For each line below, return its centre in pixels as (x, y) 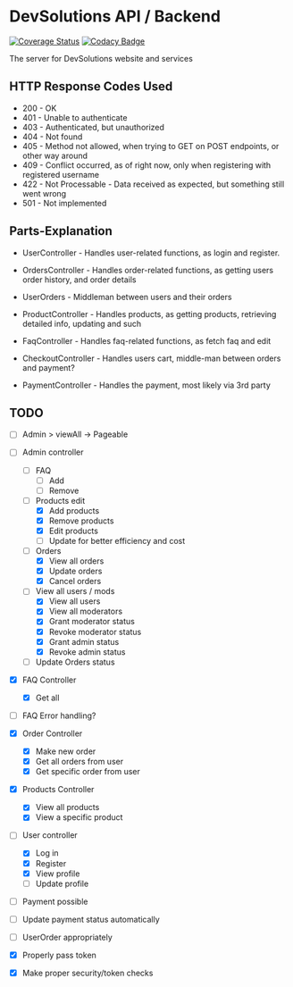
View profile (58, 874)
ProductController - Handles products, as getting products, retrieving (149, 314)
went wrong (44, 193)
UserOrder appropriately (67, 937)
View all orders (76, 561)
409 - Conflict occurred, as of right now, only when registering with (146, 165)
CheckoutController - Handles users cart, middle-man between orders (151, 358)
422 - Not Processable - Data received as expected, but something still (153, 184)
